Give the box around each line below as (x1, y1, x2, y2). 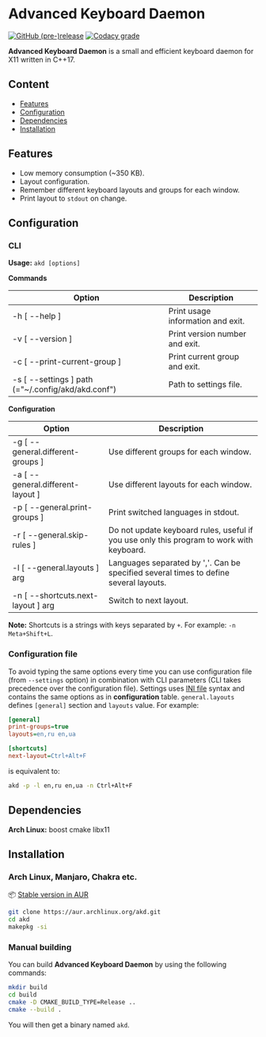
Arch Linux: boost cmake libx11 (8, 825, 110, 834)
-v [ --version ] (12, 334, 73, 345)
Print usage (168, 306, 211, 317)
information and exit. (168, 316, 245, 327)
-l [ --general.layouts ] (12, 562, 100, 573)
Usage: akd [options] (8, 258, 81, 268)
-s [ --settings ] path (12, 374, 93, 385)
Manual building (8, 941, 72, 952)
